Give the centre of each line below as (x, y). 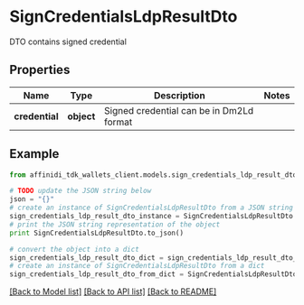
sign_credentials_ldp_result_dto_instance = (95, 217)
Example (34, 154)
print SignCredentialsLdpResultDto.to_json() (96, 233)
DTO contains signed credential (68, 42)
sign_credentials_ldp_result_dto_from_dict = (96, 274)
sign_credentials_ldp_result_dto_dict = (87, 258)
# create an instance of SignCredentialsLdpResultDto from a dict (137, 266)
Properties (40, 70)
